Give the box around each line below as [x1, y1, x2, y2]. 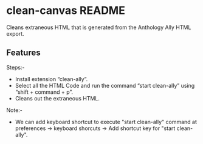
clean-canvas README [6, 4, 126, 18]
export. [6, 30, 24, 37]
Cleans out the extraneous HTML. [15, 94, 100, 102]
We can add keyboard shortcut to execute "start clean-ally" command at [15, 118, 198, 125]
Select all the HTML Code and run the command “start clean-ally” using [15, 82, 195, 89]
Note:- [6, 106, 23, 114]
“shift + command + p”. [15, 88, 73, 96]
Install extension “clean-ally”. [15, 75, 88, 82]
